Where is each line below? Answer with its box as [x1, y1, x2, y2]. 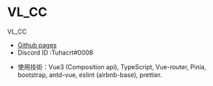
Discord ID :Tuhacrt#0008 [17, 48, 93, 57]
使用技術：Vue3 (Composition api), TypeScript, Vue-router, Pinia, [17, 62, 207, 71]
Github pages [17, 41, 57, 49]
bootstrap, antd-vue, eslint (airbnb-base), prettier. [17, 71, 162, 79]
